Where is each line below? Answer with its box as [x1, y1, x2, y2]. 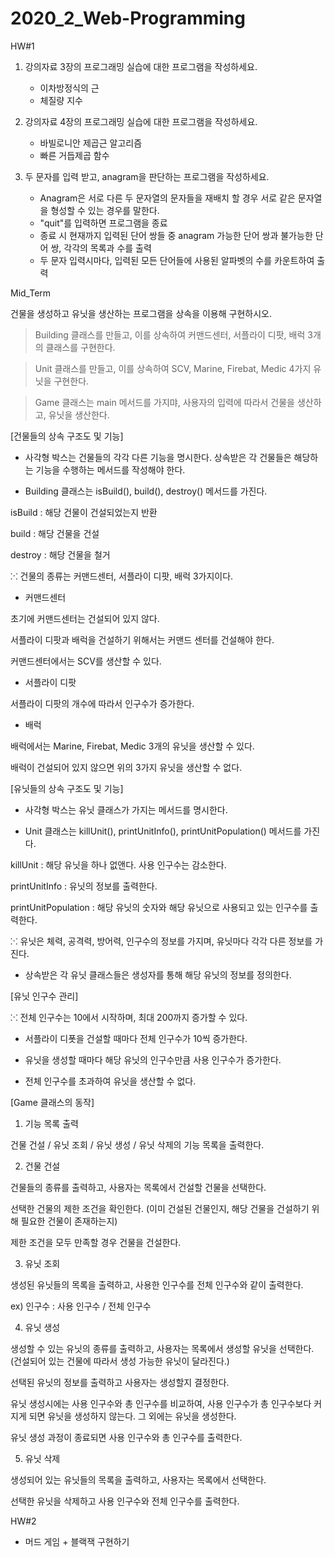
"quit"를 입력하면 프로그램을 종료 [39, 217, 168, 229]
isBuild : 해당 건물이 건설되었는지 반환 [10, 506, 158, 518]
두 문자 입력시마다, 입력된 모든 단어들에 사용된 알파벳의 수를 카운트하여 [39, 254, 315, 266]
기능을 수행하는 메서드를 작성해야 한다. [35, 463, 186, 476]
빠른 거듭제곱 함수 [39, 149, 110, 161]
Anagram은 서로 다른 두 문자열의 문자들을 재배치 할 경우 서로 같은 [39, 192, 296, 204]
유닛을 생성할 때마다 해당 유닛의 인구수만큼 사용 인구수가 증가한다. [24, 1053, 282, 1066]
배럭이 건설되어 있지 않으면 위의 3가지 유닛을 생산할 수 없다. [10, 761, 243, 773]
